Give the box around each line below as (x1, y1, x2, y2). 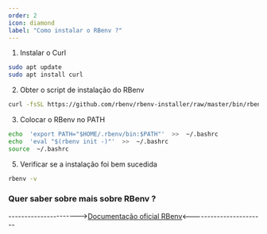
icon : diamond (8, 19, 56, 27)
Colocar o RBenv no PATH (19, 115, 106, 124)
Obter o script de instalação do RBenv (19, 85, 145, 95)
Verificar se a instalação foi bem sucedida (19, 159, 157, 169)
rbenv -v (8, 175, 37, 182)
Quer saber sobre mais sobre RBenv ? (8, 194, 157, 205)
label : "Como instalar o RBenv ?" (8, 26, 123, 34)
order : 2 (8, 11, 37, 20)
